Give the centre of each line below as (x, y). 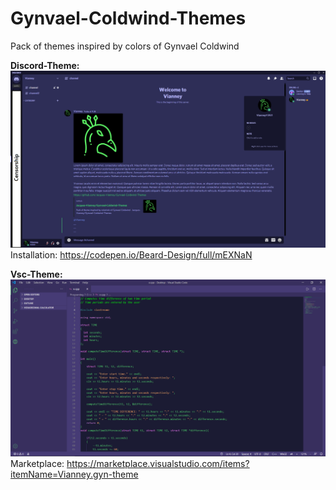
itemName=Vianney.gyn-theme (74, 474)
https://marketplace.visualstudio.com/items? (158, 464)
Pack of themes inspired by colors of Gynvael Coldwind (125, 46)
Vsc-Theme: (36, 274)
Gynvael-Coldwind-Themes (128, 18)
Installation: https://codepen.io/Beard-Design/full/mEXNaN (131, 254)
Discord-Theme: (45, 65)
